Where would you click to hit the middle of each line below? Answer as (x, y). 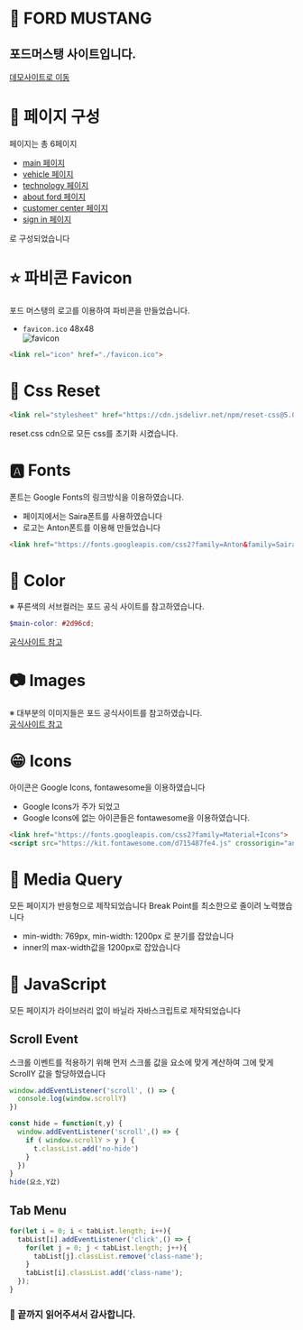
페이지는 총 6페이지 (43, 143)
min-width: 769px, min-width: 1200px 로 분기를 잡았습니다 (128, 936)
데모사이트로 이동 (40, 77)
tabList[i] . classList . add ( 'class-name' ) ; (104, 1273)
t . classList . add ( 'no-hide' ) (86, 1149)
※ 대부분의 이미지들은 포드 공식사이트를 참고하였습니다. (106, 713)
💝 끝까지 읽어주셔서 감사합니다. (73, 1314)
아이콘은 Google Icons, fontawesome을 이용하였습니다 (107, 787)
